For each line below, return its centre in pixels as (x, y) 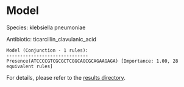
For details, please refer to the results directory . (66, 77)
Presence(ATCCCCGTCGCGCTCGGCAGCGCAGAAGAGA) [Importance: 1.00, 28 (92, 61)
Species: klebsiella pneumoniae (46, 27)
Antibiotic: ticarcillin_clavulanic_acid (51, 39)
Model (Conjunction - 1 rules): (47, 50)
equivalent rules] (30, 66)
